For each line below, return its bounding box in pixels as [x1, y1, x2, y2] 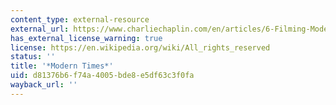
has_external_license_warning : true [10, 33, 163, 43]
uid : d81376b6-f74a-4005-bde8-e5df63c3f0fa [10, 71, 195, 81]
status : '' [10, 52, 56, 62]
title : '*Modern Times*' [10, 61, 114, 71]
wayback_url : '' [10, 80, 78, 90]
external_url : [10, 24, 70, 34]
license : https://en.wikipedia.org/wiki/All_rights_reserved [10, 42, 271, 53]
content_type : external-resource [10, 14, 150, 25]
